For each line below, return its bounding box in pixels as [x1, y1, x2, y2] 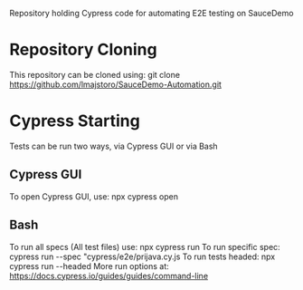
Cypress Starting [9, 111, 140, 131]
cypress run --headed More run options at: [9, 260, 169, 271]
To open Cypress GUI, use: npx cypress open [9, 190, 179, 202]
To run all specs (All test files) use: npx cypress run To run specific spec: [9, 241, 280, 252]
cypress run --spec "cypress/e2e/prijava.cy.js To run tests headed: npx [9, 251, 276, 262]
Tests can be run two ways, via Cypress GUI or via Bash [9, 140, 219, 151]
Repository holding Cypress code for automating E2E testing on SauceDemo [9, 8, 294, 18]
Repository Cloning [9, 40, 157, 60]
